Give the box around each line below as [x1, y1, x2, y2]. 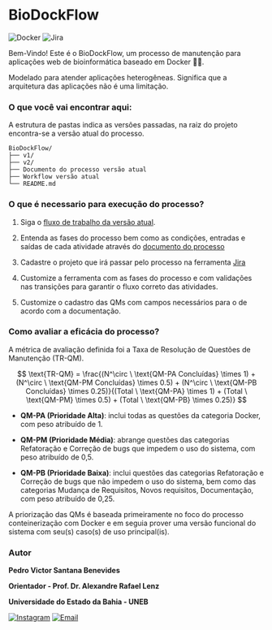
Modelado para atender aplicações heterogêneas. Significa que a [8, 72, 227, 82]
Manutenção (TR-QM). [8, 353, 84, 363]
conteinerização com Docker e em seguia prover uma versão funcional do [8, 518, 257, 528]
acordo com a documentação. [19, 306, 122, 316]
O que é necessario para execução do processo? [8, 199, 205, 210]
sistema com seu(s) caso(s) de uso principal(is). [8, 526, 170, 537]
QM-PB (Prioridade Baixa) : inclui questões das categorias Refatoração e [19, 468, 265, 477]
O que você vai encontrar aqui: [8, 101, 132, 113]
